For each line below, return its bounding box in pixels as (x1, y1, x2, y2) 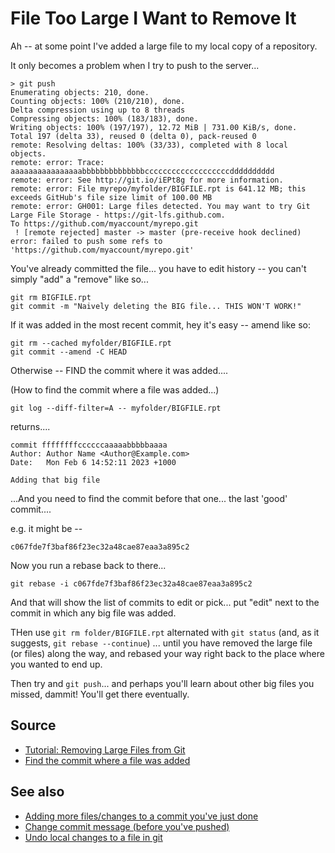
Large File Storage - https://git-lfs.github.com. (10, 210, 226, 220)
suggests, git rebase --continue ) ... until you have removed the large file (10, 637, 313, 649)
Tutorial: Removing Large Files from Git (24, 743, 186, 756)
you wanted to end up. (10, 658, 103, 670)
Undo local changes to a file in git (24, 831, 163, 843)
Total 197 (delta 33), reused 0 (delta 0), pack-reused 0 (10, 131, 257, 141)
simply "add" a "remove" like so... (10, 273, 149, 285)
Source (10, 717, 57, 734)
